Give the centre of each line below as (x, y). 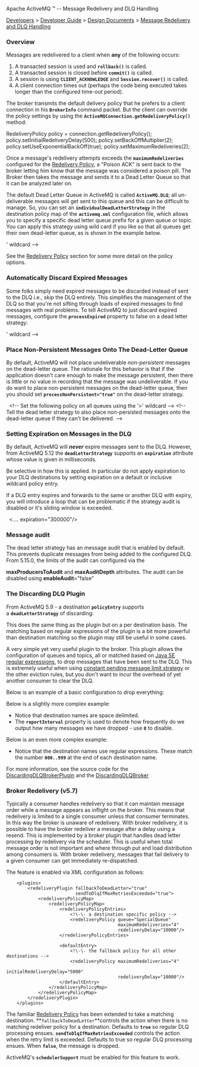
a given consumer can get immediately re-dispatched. (72, 861)
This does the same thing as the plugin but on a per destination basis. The (97, 625)
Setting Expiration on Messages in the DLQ (69, 433)
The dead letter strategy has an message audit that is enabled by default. (96, 548)
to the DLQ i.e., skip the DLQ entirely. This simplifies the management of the (99, 297)
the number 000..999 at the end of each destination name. (86, 757)
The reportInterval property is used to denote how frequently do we (99, 721)
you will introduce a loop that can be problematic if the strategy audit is (93, 502)
